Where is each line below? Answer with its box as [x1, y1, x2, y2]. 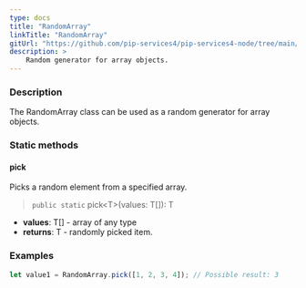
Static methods [9, 139, 79, 151]
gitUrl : [9, 38, 39, 48]
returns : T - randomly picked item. [22, 227, 153, 238]
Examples [9, 250, 55, 262]
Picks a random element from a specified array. [9, 181, 188, 192]
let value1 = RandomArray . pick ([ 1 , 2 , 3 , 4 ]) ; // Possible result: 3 [9, 270, 280, 279]
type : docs [9, 13, 51, 23]
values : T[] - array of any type [22, 217, 138, 228]
